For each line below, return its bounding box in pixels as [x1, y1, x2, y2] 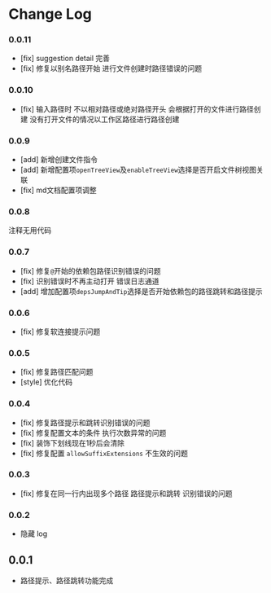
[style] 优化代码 [20, 377, 73, 387]
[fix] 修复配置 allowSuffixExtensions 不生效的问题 [20, 448, 189, 458]
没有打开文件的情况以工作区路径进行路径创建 [29, 114, 180, 124]
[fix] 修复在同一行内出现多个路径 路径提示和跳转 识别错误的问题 [20, 488, 234, 498]
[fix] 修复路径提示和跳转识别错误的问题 [20, 417, 151, 428]
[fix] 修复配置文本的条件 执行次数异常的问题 [20, 428, 167, 437]
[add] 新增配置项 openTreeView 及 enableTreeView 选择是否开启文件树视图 [20, 165, 257, 175]
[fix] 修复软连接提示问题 [20, 327, 101, 336]
